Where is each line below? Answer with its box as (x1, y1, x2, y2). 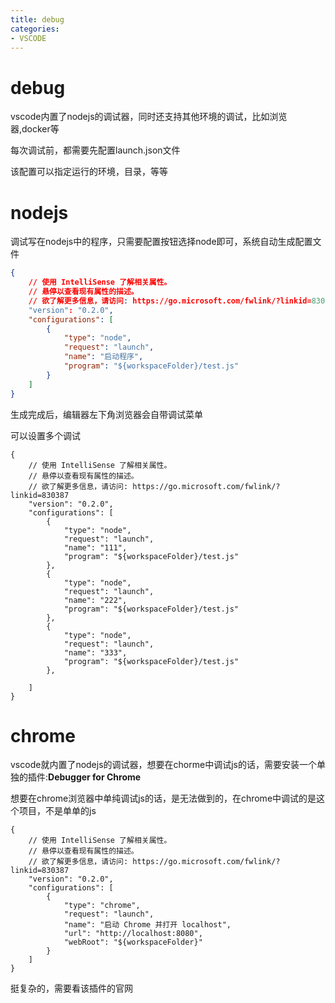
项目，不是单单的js (18, 805, 97, 817)
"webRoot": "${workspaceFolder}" (63, 937, 203, 948)
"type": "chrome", (63, 901, 141, 911)
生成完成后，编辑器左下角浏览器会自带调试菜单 (10, 408, 203, 420)
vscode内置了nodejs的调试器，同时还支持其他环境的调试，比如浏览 (10, 111, 288, 123)
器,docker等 (10, 123, 60, 135)
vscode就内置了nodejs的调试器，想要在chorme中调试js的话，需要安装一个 (10, 759, 317, 771)
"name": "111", (63, 542, 128, 553)
